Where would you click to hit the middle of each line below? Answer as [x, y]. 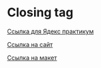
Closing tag [40, 13]
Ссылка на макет [32, 57]
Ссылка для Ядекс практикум [50, 31]
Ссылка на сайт [30, 44]
